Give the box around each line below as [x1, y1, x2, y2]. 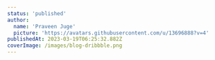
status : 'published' [7, 10, 67, 17]
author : [7, 17, 30, 23]
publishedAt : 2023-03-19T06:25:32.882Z [7, 36, 123, 43]
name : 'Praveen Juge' [13, 23, 76, 30]
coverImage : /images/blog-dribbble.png [7, 42, 123, 49]
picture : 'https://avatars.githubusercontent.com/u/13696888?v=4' [13, 29, 209, 37]
